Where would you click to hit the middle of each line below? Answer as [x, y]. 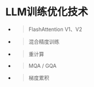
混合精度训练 [44, 41]
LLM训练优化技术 [47, 12]
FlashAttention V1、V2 [55, 29]
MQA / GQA [42, 65]
